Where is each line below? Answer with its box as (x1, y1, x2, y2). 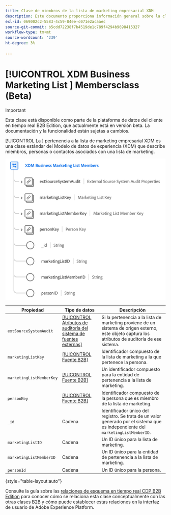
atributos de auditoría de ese (101, 336, 162, 342)
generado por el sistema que (101, 418, 162, 424)
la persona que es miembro (101, 395, 159, 401)
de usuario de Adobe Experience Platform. (5, 504, 95, 510)
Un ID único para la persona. (101, 467, 161, 473)
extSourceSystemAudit (7, 329, 53, 334)
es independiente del (101, 424, 146, 430)
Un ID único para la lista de (101, 436, 158, 443)
